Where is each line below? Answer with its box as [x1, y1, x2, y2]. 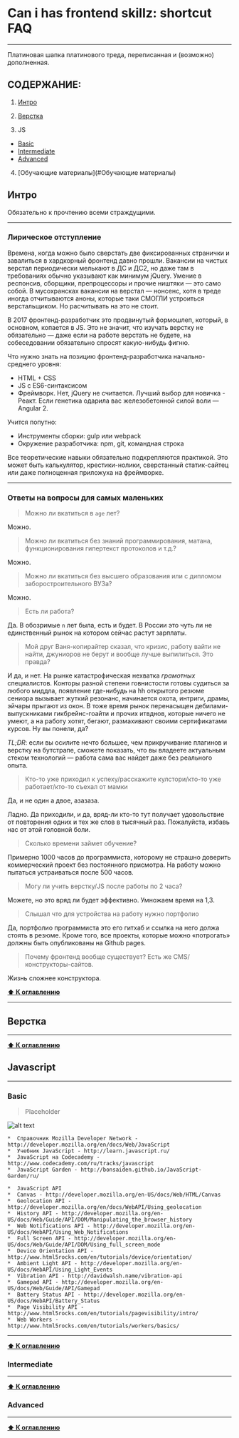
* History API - [7, 1210, 59, 1217]
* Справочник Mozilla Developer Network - [7, 1135, 139, 1142]
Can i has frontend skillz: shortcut [7, 5, 212, 21]
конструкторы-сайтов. [24, 960, 94, 969]
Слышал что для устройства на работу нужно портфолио [24, 910, 199, 918]
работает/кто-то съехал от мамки [24, 783, 128, 791]
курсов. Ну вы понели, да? [7, 725, 89, 733]
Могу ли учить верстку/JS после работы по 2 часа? [24, 882, 183, 890]
